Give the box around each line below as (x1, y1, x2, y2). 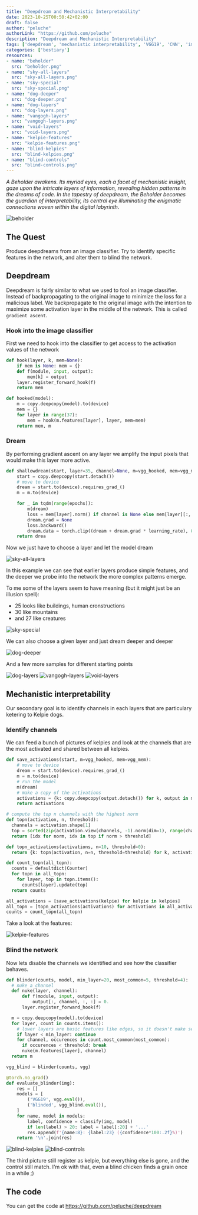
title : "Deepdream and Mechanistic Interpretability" (6, 8, 141, 15)
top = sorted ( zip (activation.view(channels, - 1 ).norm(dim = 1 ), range (11, 827, 183, 833)
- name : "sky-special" (6, 80, 62, 86)
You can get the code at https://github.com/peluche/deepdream (6, 1203, 162, 1210)
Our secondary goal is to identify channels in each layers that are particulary (6, 705, 192, 712)
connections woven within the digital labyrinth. (6, 203, 120, 211)
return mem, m (16, 423, 51, 429)
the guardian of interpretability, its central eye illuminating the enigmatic (6, 197, 181, 204)
